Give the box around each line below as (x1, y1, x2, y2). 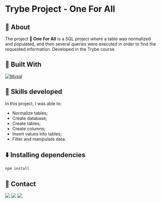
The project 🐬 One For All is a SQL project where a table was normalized (5, 36, 151, 42)
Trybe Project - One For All (5, 3, 115, 15)
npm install (5, 166, 29, 171)
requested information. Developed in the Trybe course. (5, 46, 116, 52)
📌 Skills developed (5, 88, 63, 96)
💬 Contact (5, 180, 36, 188)
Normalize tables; (12, 110, 48, 116)
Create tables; (12, 120, 41, 126)
